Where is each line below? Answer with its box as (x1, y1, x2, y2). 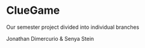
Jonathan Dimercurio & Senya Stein (6, 35, 94, 42)
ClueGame (6, 4, 60, 17)
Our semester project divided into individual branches (6, 23, 140, 31)
